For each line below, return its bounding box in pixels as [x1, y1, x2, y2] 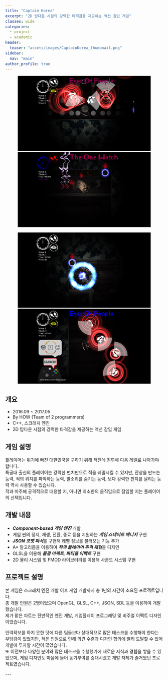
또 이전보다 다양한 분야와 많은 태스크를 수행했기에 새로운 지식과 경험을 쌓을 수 [5, 648, 156, 654]
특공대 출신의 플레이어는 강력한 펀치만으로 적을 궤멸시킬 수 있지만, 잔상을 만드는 [5, 469, 160, 475]
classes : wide [5, 19, 35, 24]
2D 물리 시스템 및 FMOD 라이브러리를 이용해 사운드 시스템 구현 [12, 557, 136, 563]
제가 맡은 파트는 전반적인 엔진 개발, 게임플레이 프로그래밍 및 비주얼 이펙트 [5, 612, 148, 619]
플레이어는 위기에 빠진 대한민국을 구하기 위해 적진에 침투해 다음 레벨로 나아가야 [5, 457, 159, 463]
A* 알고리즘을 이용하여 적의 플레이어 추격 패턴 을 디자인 [12, 544, 119, 550]
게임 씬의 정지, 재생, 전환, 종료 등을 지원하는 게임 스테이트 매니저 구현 [12, 531, 147, 537]
